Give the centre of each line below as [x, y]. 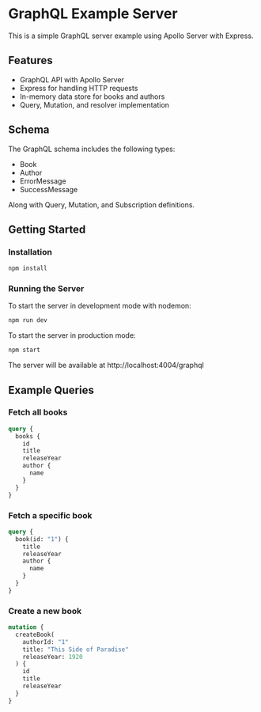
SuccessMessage [49, 189]
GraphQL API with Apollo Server [72, 79]
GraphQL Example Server [93, 14]
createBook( [35, 634]
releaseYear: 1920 [53, 657]
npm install [28, 269]
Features [30, 61]
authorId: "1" [45, 642]
